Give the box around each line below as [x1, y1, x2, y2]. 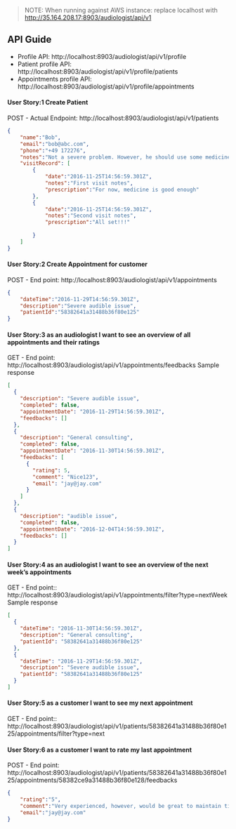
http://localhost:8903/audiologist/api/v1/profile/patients [17, 67, 178, 76]
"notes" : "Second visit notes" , [44, 212, 137, 220]
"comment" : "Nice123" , [32, 473, 99, 480]
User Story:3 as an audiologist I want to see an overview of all [7, 330, 191, 339]
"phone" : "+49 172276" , [20, 147, 86, 154]
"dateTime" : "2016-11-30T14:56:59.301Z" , [20, 625, 143, 632]
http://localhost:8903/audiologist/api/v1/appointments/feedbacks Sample [7, 361, 220, 369]
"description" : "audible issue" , [20, 512, 118, 519]
